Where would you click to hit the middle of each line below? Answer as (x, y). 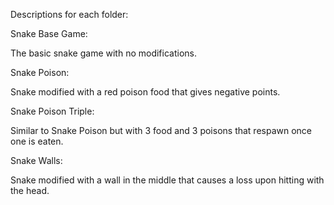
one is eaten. (37, 141)
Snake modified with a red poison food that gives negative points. (145, 92)
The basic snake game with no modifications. (103, 53)
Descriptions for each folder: (69, 14)
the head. (30, 190)
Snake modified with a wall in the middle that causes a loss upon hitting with (167, 180)
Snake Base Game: (49, 33)
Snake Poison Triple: (52, 111)
